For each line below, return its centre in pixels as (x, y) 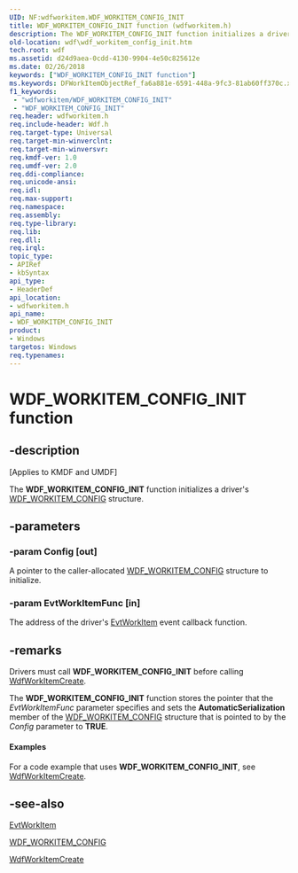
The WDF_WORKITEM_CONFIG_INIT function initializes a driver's (129, 489)
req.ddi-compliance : (47, 174)
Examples (28, 746)
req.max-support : (41, 199)
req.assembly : (35, 215)
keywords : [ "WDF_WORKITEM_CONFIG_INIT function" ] (103, 75)
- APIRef (25, 265)
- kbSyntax (29, 273)
